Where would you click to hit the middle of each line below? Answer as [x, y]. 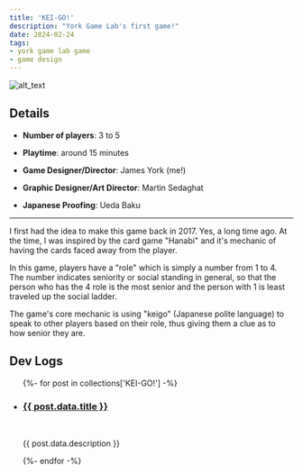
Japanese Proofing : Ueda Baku [82, 205]
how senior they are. [47, 333]
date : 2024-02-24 [42, 34]
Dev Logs [36, 361]
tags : [19, 43]
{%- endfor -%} [52, 460]
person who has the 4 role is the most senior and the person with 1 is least [147, 287]
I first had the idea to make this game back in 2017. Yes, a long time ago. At [148, 231]
